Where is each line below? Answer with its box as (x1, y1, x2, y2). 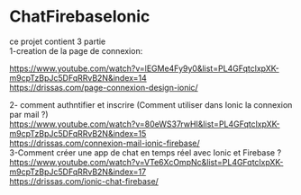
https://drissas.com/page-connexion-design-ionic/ (9, 82, 198, 93)
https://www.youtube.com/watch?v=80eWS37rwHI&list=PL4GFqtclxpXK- (9, 119, 281, 129)
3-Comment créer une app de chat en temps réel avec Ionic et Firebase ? (9, 146, 282, 158)
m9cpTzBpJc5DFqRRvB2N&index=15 (9, 128, 147, 138)
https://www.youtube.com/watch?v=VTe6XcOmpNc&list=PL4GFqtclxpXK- (9, 156, 284, 167)
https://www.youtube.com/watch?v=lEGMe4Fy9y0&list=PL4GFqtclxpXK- (9, 63, 279, 74)
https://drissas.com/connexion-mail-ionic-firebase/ (9, 137, 200, 148)
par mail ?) (9, 109, 49, 120)
